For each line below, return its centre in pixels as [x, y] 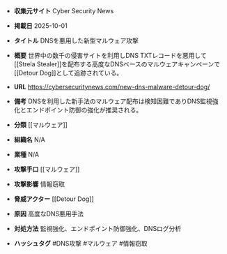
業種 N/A [26, 154]
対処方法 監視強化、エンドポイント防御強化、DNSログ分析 [97, 229]
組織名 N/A [29, 140]
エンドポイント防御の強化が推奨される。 [84, 110]
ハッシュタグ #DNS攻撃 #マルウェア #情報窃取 [80, 243]
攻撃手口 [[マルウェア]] [47, 169]
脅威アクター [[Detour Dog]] [54, 199]
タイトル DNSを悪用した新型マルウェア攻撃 [76, 40]
